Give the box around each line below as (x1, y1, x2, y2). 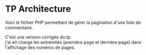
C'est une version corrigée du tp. (5, 34, 72, 40)
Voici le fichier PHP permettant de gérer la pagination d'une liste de (5, 19, 141, 25)
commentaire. (5, 24, 33, 30)
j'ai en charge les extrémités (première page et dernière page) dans (5, 39, 142, 45)
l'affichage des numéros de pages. (5, 44, 75, 50)
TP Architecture (5, 3, 71, 15)
